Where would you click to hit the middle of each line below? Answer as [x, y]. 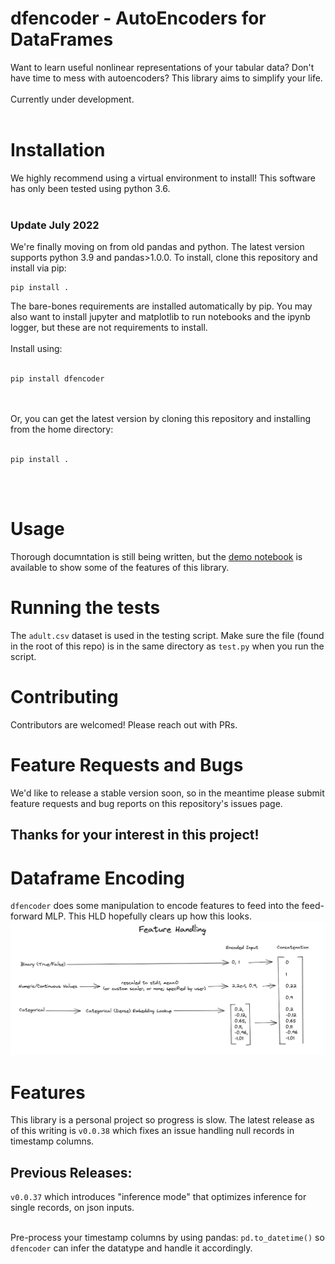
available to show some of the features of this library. [120, 568]
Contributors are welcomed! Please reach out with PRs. [124, 724]
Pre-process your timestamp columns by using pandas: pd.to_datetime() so [167, 1238]
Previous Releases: [71, 1172]
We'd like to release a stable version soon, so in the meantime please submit [167, 793]
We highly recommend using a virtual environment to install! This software [163, 178]
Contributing [64, 697]
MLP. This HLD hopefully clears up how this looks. [148, 916]
